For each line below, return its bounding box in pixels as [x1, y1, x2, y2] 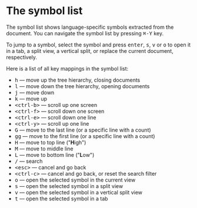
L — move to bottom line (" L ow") [14, 151, 95, 158]
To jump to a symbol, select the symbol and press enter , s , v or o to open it [6, 41, 191, 48]
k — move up [14, 95, 48, 102]
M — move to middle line [14, 145, 74, 152]
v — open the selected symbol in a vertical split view [14, 189, 143, 196]
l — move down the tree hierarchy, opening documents [14, 82, 150, 89]
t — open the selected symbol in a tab [14, 195, 108, 202]
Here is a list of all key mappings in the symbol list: [6, 65, 129, 72]
